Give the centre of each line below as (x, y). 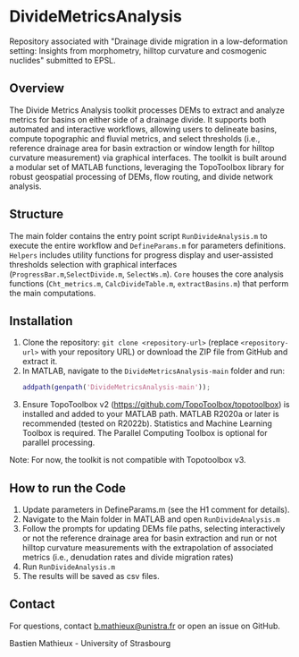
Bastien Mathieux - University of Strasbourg (90, 643)
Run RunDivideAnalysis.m (69, 567)
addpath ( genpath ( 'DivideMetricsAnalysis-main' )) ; (116, 388)
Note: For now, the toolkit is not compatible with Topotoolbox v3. (128, 460)
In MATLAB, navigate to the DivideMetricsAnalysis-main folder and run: (154, 371)
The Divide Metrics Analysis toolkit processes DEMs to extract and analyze (147, 110)
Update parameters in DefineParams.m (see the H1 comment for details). (156, 510)
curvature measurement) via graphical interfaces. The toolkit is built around (148, 158)
